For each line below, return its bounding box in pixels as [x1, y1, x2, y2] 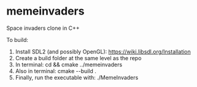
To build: [6, 36, 29, 43]
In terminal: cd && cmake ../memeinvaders [15, 61, 123, 68]
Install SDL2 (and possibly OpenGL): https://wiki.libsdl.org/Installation [15, 47, 191, 55]
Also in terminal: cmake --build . [15, 67, 97, 74]
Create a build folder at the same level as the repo [15, 54, 142, 61]
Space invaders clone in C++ [6, 24, 80, 32]
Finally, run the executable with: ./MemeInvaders [15, 74, 139, 81]
